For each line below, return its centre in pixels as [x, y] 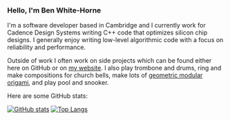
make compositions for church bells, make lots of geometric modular [105, 75]
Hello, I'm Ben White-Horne [54, 10]
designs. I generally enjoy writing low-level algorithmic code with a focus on [115, 40]
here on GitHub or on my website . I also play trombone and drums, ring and [114, 68]
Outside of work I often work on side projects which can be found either [109, 61]
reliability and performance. [47, 48]
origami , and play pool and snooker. [58, 83]
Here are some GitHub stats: [48, 96]
